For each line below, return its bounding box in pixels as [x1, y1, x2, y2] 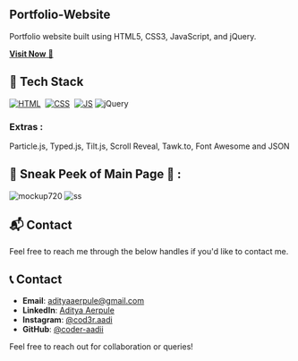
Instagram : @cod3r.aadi [21, 314, 114, 325]
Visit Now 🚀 [9, 48, 54, 59]
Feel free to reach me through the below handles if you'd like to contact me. [9, 245, 289, 256]
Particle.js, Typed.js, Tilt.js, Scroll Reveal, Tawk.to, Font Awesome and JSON [9, 141, 290, 151]
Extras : [9, 120, 44, 133]
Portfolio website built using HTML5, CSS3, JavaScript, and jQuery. [9, 30, 257, 41]
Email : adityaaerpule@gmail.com [21, 296, 145, 306]
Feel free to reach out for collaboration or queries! [9, 341, 194, 352]
